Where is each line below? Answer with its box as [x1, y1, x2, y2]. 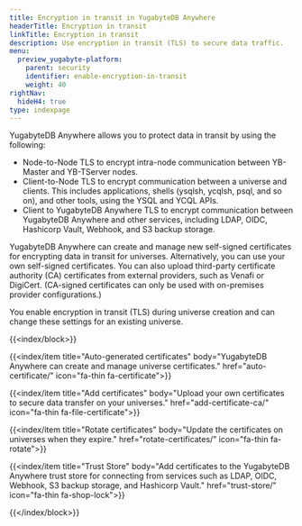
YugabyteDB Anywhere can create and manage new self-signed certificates [9, 241, 292, 252]
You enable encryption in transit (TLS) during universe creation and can [9, 307, 275, 318]
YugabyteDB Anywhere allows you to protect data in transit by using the [9, 130, 277, 141]
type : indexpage [9, 105, 70, 114]
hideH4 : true [17, 96, 67, 106]
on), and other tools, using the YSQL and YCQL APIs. [22, 195, 219, 206]
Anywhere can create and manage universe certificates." [9, 361, 221, 372]
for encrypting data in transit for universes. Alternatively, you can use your [9, 251, 286, 262]
